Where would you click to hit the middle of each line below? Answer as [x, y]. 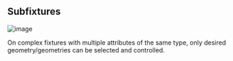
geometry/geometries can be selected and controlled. [86, 50]
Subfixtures [34, 12]
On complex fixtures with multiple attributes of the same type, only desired [116, 43]
